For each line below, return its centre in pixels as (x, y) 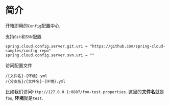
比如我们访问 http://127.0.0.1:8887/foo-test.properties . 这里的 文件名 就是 (85, 91)
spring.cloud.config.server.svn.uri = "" (50, 55)
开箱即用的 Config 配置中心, (33, 26)
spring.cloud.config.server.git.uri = (46, 46)
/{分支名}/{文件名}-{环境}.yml (35, 81)
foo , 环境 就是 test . (24, 98)
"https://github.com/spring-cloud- (128, 46)
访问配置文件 (19, 65)
